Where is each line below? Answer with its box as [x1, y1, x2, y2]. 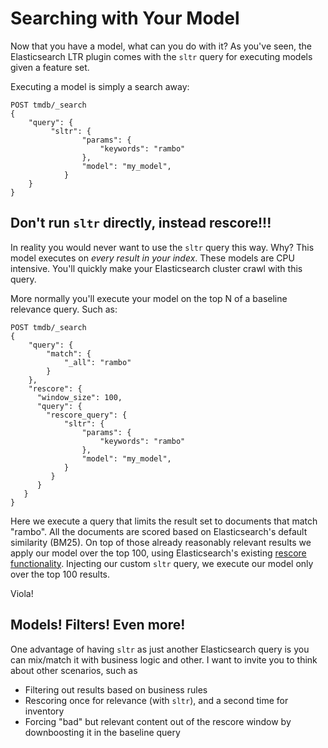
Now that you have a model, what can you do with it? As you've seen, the [10, 40, 312, 52]
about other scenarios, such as [10, 664, 138, 676]
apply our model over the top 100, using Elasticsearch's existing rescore [10, 547, 307, 559]
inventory [24, 705, 65, 717]
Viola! [10, 587, 34, 599]
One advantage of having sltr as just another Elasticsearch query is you [10, 643, 310, 655]
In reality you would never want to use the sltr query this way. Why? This [10, 241, 315, 253]
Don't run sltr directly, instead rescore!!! [10, 215, 272, 232]
